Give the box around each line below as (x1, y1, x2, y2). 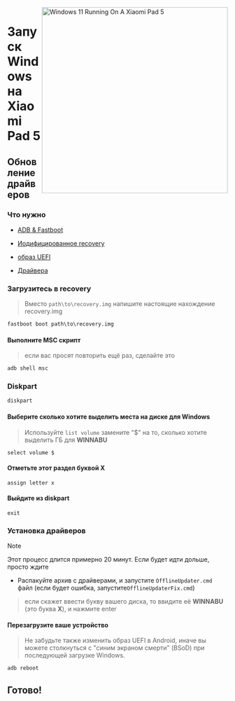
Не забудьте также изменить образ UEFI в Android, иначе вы (24, 637, 206, 645)
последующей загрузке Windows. (24, 651, 125, 660)
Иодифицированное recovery (17, 239, 105, 247)
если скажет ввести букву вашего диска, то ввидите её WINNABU (24, 597, 224, 606)
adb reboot (7, 665, 39, 672)
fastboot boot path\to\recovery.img (7, 321, 114, 328)
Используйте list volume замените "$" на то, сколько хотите (24, 428, 208, 436)
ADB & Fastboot (17, 225, 64, 234)
